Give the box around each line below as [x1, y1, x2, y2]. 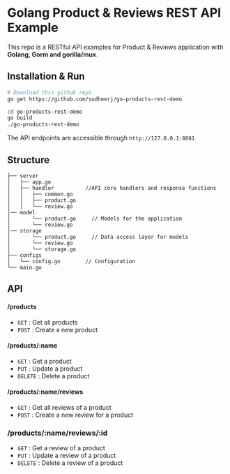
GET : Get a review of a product [17, 444, 106, 452]
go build [7, 114, 33, 121]
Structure [7, 154, 50, 165]
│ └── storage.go [7, 246, 77, 253]
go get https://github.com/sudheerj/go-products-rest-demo [7, 96, 183, 103]
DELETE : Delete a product [17, 371, 90, 380]
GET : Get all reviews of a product [17, 403, 112, 411]
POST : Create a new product [17, 325, 98, 334]
